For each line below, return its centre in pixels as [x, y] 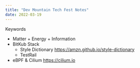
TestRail [28, 55]
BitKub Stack [26, 44]
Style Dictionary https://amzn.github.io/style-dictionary [77, 49]
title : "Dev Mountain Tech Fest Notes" [47, 10]
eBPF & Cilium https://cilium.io [44, 60]
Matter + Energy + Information [44, 39]
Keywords [16, 29]
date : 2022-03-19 [23, 15]
